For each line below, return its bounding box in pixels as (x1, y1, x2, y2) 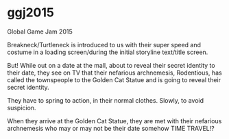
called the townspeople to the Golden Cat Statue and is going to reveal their (7, 75, 221, 84)
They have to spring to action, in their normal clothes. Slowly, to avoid (7, 96, 204, 104)
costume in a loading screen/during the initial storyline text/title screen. (7, 48, 208, 56)
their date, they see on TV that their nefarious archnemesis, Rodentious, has (7, 68, 222, 77)
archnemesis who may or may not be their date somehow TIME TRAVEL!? (7, 124, 215, 132)
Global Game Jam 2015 (7, 27, 73, 36)
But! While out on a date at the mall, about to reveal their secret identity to (7, 61, 215, 69)
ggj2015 (7, 5, 55, 21)
